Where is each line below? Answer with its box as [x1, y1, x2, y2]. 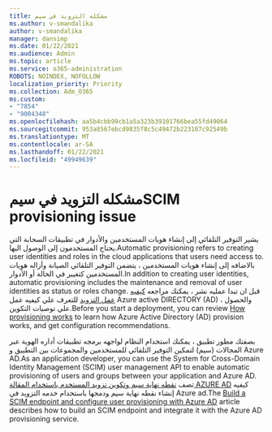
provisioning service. [9, 414, 80, 424]
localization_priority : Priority [9, 80, 123, 88]
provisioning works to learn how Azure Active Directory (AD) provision [9, 312, 244, 322]
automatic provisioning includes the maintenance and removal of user [9, 278, 243, 287]
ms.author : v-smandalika [9, 19, 93, 28]
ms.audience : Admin [9, 50, 76, 58]
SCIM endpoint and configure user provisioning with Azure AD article [9, 397, 240, 407]
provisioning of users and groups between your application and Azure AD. [9, 371, 257, 381]
